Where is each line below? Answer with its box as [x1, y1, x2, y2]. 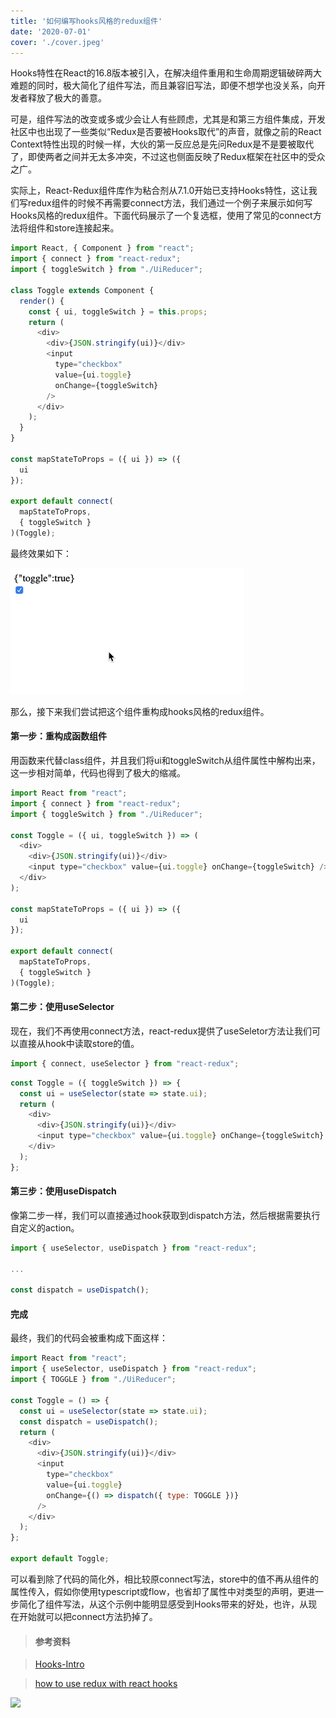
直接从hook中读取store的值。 [18, 1037, 140, 1049]
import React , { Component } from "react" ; [10, 243, 195, 254]
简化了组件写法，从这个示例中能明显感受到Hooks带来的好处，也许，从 [18, 1598, 309, 1610]
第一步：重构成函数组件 [10, 730, 107, 742]
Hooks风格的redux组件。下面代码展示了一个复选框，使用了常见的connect [10, 210, 313, 222]
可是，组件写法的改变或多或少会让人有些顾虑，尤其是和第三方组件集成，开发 [10, 113, 326, 125]
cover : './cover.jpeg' [10, 37, 105, 47]
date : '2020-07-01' [10, 26, 92, 37]
